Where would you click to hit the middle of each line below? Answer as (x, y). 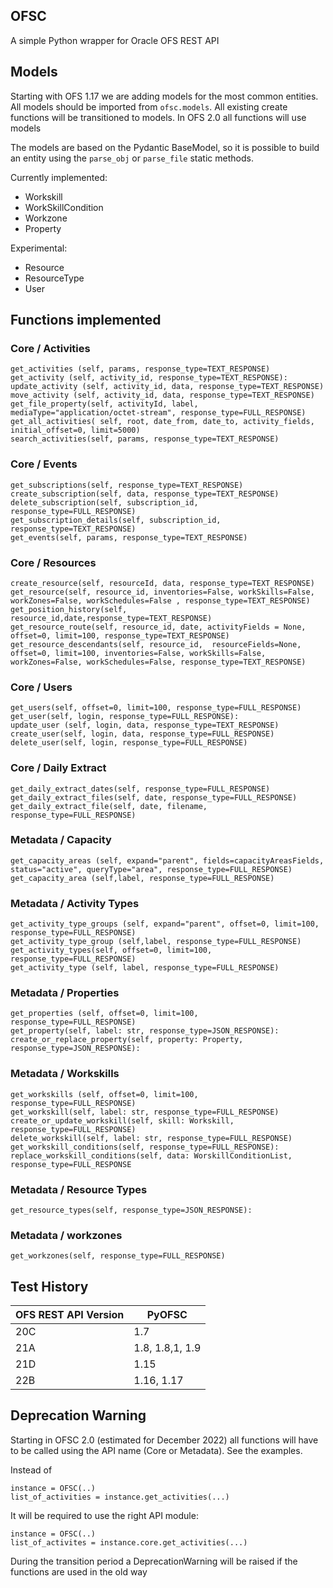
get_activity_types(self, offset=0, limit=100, (111, 950)
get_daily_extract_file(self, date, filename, (109, 806)
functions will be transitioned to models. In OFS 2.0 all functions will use (158, 117)
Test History (49, 1286)
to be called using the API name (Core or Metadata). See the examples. (156, 1450)
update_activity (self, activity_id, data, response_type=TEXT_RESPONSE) (167, 387)
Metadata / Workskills (65, 1074)
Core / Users (41, 687)
